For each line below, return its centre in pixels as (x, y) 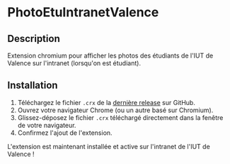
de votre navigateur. (47, 125)
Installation (33, 86)
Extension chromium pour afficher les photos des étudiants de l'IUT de (110, 55)
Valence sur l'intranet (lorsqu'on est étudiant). (74, 63)
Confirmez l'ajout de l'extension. (65, 133)
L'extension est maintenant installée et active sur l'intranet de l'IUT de (109, 146)
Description (34, 39)
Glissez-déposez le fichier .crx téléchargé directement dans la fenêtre (120, 117)
